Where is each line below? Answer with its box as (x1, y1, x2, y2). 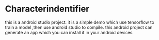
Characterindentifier (5, 3, 90, 14)
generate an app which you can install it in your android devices (5, 29, 133, 35)
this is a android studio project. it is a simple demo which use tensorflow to (5, 19, 154, 25)
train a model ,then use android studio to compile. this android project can (5, 24, 153, 30)
